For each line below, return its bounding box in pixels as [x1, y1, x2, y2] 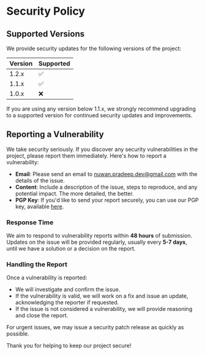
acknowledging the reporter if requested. [15, 299, 119, 306]
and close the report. [15, 312, 69, 319]
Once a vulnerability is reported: [6, 274, 88, 282]
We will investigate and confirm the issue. [15, 286, 121, 293]
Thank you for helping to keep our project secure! [6, 342, 132, 350]
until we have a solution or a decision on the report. [6, 245, 136, 252]
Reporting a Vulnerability [6, 130, 104, 140]
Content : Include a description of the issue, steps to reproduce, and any [15, 183, 198, 191]
